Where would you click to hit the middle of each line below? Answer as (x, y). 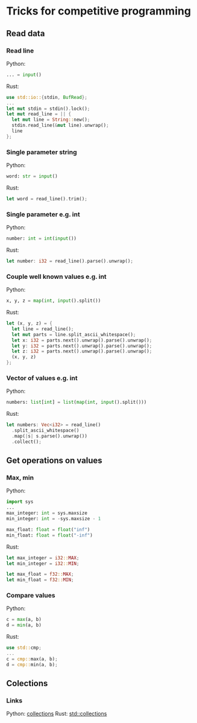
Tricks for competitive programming (99, 11)
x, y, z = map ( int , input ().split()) (54, 301)
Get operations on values (54, 461)
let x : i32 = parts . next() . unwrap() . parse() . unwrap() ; (82, 340)
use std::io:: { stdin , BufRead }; (47, 97)
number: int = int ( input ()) (42, 239)
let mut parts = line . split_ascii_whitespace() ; (74, 334)
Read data (26, 33)
